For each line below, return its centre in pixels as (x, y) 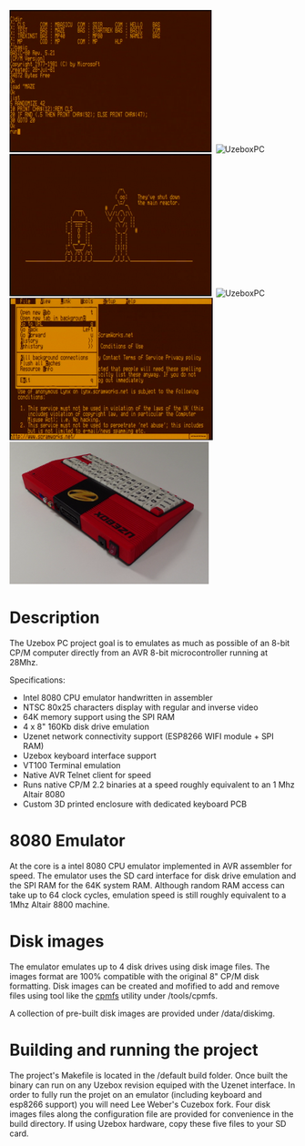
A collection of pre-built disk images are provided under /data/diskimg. (142, 1013)
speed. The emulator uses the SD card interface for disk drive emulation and (153, 876)
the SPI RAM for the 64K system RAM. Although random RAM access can (147, 885)
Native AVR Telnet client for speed (87, 775)
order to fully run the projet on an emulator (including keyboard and (136, 1094)
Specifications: (37, 680)
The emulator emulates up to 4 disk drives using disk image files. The (140, 967)
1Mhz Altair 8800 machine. (60, 904)
